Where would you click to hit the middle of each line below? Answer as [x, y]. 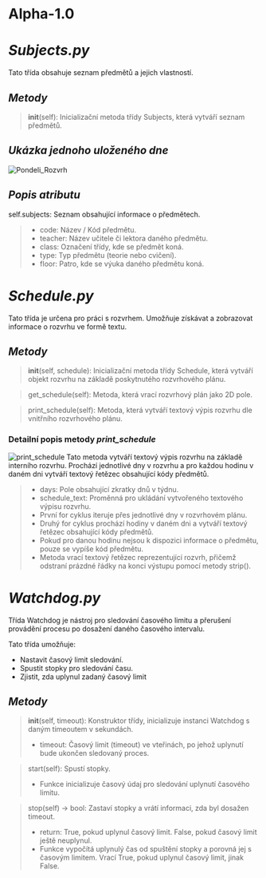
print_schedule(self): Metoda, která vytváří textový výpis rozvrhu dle [140, 410]
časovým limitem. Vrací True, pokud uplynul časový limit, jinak [142, 858]
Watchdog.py [55, 598]
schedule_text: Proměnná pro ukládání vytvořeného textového [141, 498]
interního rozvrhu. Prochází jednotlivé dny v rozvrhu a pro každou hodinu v [131, 465]
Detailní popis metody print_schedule [82, 439]
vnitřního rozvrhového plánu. [75, 419]
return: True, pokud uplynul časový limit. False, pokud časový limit [148, 832]
